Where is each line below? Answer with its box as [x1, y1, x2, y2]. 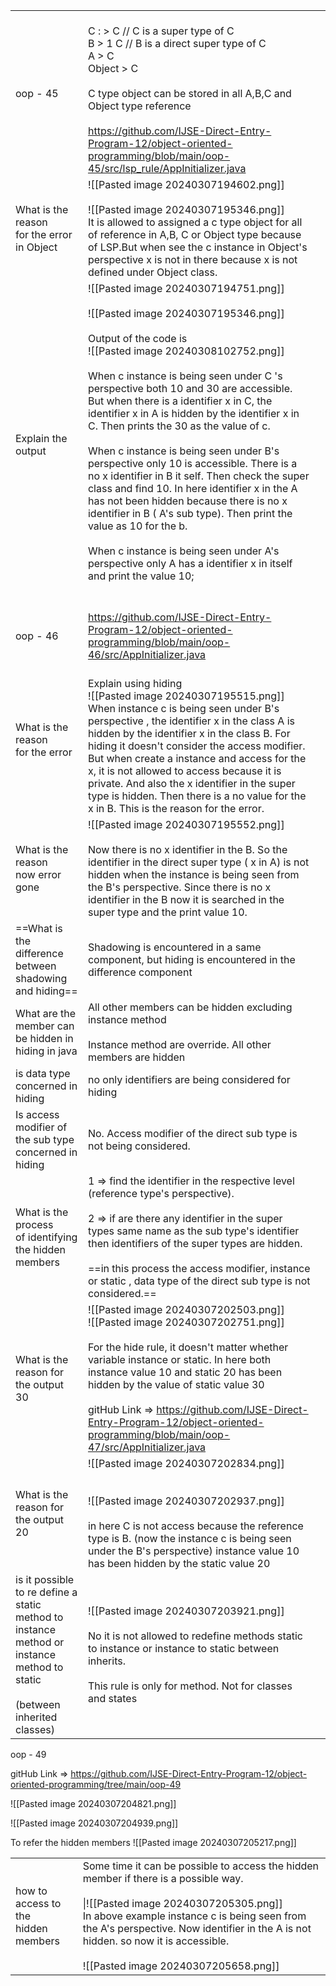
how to [15, 1884, 48, 1898]
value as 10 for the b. [87, 519, 188, 533]
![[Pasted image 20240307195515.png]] [87, 689, 285, 703]
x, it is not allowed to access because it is [87, 764, 282, 778]
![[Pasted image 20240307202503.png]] [87, 1303, 285, 1316]
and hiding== [15, 984, 78, 998]
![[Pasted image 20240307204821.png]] [10, 1798, 177, 1809]
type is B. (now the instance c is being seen [87, 1532, 292, 1545]
